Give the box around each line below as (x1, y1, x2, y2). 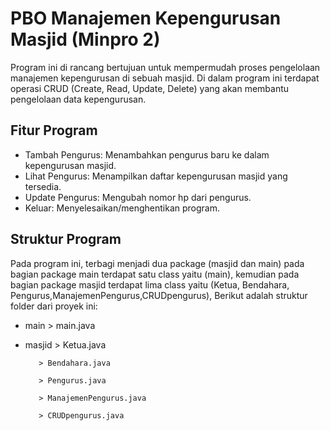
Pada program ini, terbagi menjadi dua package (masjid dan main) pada (10, 257, 305, 269)
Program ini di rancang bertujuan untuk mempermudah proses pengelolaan (10, 61, 321, 73)
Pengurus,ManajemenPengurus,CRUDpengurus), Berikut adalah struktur (10, 289, 308, 301)
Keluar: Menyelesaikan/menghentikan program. (24, 202, 221, 214)
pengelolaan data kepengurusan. (10, 93, 147, 105)
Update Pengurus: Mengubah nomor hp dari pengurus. (24, 191, 252, 203)
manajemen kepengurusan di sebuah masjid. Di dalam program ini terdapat (10, 72, 320, 84)
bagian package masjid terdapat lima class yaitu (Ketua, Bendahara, (10, 278, 290, 291)
